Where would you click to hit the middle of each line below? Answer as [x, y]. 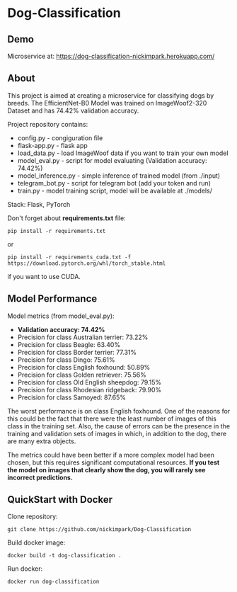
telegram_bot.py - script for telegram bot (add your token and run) [114, 183]
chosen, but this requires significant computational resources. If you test [114, 462]
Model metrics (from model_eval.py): [61, 316]
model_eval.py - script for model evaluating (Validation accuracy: [112, 160]
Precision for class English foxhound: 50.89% [84, 367]
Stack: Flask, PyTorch [39, 204]
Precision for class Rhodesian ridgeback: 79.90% [89, 389]
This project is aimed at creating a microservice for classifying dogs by [111, 95]
